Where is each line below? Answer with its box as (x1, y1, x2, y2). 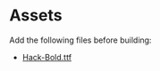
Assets (9, 5, 63, 26)
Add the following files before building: (9, 35, 152, 45)
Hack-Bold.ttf (21, 51, 72, 62)
